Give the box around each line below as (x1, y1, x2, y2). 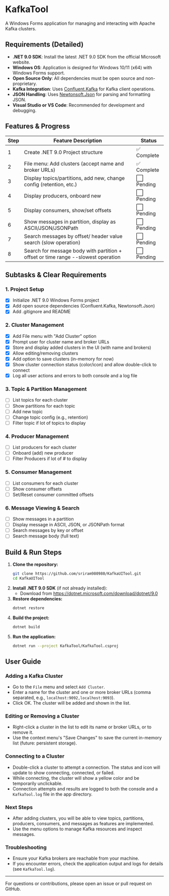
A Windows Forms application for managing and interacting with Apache (5, 20, 155, 26)
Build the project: (12, 615, 49, 621)
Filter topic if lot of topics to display (12, 420, 86, 426)
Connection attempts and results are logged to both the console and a (12, 785, 158, 791)
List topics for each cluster (12, 397, 68, 403)
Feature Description (53, 137, 102, 144)
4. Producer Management (5, 433, 69, 440)
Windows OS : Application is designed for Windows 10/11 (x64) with (12, 64, 152, 70)
